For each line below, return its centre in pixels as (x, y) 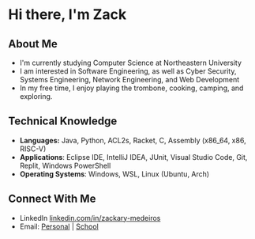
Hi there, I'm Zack (67, 15)
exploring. (36, 96)
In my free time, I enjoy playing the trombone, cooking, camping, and (131, 88)
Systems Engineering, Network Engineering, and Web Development (129, 80)
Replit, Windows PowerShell (65, 165)
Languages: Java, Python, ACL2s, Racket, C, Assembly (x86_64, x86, (133, 140)
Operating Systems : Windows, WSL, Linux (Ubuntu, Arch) (114, 174)
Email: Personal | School (59, 226)
